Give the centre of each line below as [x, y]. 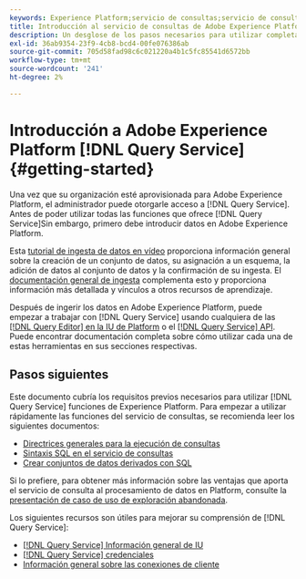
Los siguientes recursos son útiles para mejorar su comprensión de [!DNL [148, 517]
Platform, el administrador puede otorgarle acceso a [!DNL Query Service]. [149, 204]
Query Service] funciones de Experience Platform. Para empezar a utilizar [148, 406]
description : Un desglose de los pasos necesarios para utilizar [136, 35]
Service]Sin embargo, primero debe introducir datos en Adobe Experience [149, 223]
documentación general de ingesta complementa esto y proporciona [138, 280]
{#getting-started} [82, 169]
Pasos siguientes [59, 375]
